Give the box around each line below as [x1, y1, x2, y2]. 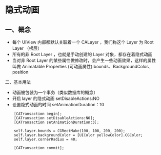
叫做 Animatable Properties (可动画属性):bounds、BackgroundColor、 [12, 64, 153, 69]
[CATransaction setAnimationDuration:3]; [14, 120, 99, 125]
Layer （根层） [12, 45, 42, 51]
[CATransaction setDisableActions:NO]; [14, 116, 95, 120]
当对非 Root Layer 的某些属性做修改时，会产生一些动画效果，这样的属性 [12, 58, 156, 63]
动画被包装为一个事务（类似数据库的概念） [12, 90, 98, 95]
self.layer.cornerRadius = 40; [14, 137, 78, 142]
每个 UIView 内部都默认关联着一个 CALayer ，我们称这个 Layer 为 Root [12, 39, 154, 45]
